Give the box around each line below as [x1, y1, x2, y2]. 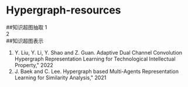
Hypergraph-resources [6, 4, 121, 17]
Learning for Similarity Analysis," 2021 [14, 74, 107, 81]
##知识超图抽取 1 [6, 24, 47, 31]
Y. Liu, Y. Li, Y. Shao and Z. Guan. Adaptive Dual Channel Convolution [14, 49, 183, 56]
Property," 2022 [14, 61, 54, 68]
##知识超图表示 [6, 37, 44, 44]
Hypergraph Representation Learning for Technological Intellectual [14, 55, 176, 62]
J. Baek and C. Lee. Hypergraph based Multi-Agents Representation [14, 68, 179, 75]
